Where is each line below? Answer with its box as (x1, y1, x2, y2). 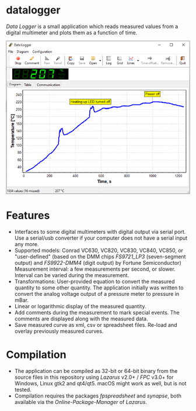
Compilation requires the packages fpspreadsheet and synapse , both (14, 392, 182, 399)
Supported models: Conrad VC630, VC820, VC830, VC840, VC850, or (14, 247, 184, 254)
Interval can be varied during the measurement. (14, 271, 129, 278)
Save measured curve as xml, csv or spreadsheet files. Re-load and (14, 321, 177, 328)
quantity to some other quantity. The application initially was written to (14, 284, 184, 291)
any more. (14, 240, 39, 247)
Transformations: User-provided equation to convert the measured (14, 278, 175, 285)
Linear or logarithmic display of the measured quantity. (14, 302, 146, 310)
